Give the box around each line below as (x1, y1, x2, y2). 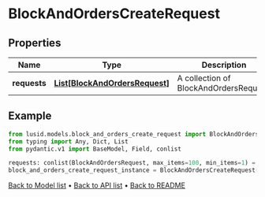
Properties (8, 36, 62, 50)
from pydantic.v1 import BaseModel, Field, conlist (8, 145, 181, 153)
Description (201, 60, 247, 70)
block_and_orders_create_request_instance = (8, 166, 157, 174)
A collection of (177, 72, 231, 84)
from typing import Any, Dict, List (8, 137, 129, 146)
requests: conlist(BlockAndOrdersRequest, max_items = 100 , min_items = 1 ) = (8, 159, 256, 167)
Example (8, 110, 52, 123)
